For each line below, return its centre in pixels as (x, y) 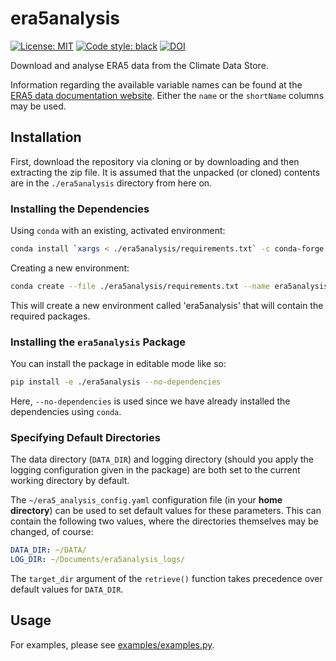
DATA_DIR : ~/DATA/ (48, 550)
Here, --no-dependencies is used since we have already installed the (150, 401)
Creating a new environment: (70, 268)
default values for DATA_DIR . (67, 589)
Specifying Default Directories (85, 437)
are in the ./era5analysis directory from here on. (111, 183)
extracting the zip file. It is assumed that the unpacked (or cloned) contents (165, 172)
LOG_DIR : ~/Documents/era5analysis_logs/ (98, 560)
